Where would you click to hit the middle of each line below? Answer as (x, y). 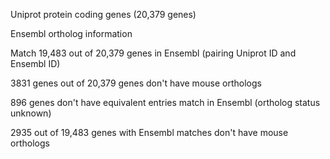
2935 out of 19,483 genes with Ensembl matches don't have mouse (149, 132)
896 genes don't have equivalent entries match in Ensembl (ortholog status (165, 102)
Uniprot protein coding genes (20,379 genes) (103, 14)
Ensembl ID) (35, 63)
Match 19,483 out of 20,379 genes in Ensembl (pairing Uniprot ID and (153, 53)
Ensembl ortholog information (71, 33)
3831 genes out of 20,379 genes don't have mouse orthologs (136, 83)
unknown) (31, 113)
